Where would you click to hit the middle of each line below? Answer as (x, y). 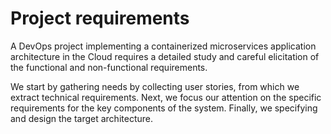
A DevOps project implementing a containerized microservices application (163, 46)
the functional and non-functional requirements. (109, 67)
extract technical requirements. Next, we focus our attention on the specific (166, 97)
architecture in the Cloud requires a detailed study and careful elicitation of (165, 56)
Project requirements (100, 18)
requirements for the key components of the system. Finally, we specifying (164, 108)
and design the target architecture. (81, 118)
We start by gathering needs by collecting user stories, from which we (155, 86)
